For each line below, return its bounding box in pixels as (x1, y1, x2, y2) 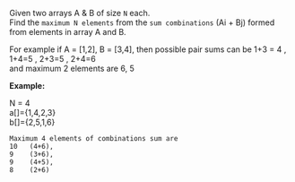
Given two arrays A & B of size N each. (9, 8, 151, 18)
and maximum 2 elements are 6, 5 (9, 63, 134, 74)
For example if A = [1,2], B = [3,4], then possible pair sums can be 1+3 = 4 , (9, 44, 287, 55)
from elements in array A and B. (9, 27, 127, 37)
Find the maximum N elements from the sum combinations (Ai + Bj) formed (9, 17, 275, 28)
